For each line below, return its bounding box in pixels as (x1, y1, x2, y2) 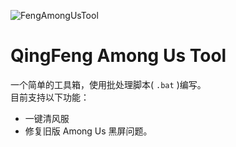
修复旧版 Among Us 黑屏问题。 (24, 125, 153, 137)
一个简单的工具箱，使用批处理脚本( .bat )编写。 (10, 78, 207, 90)
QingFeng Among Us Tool (10, 45, 227, 67)
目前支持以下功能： (10, 91, 90, 103)
